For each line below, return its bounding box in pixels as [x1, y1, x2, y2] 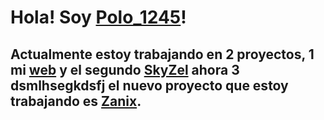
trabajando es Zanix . [10, 92, 142, 110]
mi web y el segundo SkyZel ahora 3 [10, 61, 240, 78]
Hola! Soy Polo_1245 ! [10, 6, 187, 29]
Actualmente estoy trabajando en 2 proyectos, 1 [10, 46, 315, 63]
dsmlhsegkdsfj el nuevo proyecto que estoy [10, 77, 289, 94]
